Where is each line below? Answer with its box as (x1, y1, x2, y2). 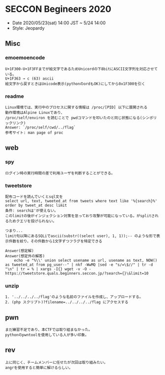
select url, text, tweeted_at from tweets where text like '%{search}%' (5, 198, 158, 203)
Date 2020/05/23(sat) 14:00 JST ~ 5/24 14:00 (12, 20, 106, 26)
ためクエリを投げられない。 (8, 219, 57, 224)
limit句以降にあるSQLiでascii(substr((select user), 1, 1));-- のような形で (5, 234, 157, 238)
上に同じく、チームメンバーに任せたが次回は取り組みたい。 (5, 360, 108, 365)
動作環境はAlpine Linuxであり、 (5, 110, 65, 115)
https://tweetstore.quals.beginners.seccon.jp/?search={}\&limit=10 (5, 271, 149, 276)
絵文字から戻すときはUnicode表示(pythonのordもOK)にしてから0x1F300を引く (5, 81, 145, 86)
